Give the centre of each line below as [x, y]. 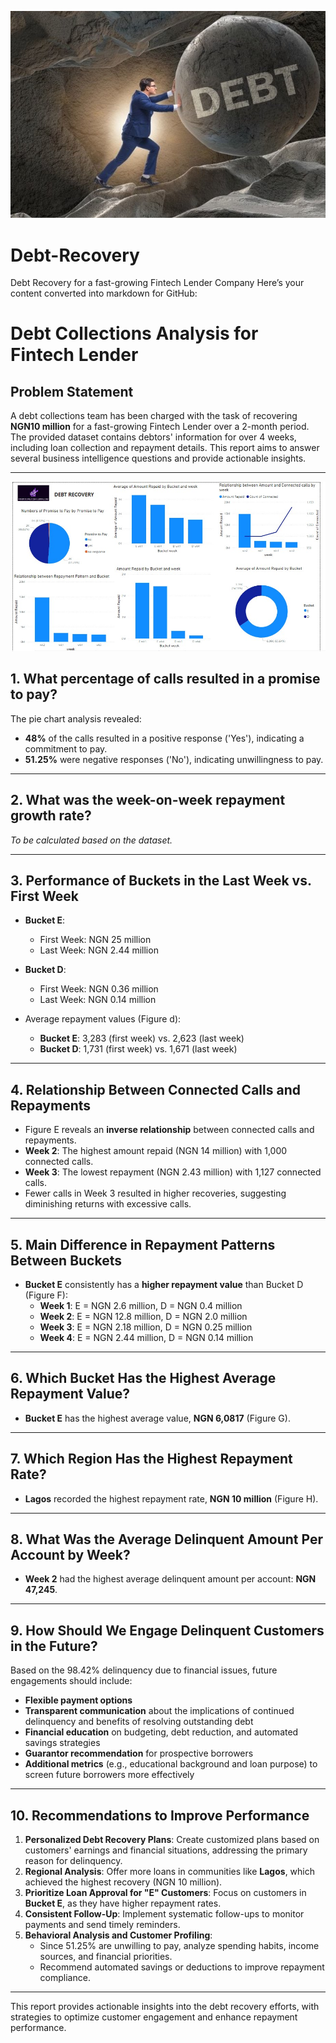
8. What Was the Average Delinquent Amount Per [166, 1539]
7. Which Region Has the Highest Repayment [151, 1459]
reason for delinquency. [73, 1861]
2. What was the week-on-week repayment [148, 800]
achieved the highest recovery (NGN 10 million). [123, 1882]
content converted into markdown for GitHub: [104, 293]
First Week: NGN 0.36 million [99, 989]
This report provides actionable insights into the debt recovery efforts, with [165, 2007]
